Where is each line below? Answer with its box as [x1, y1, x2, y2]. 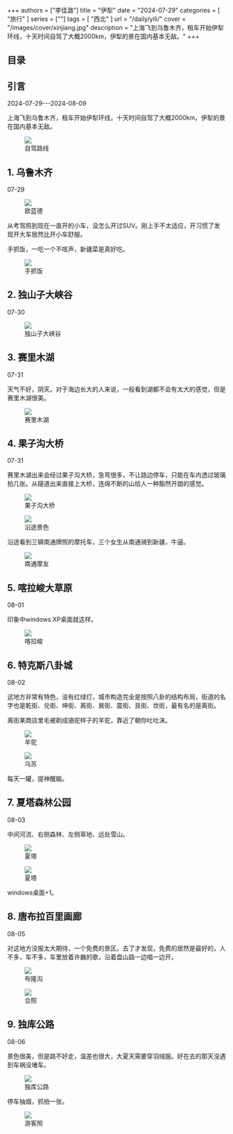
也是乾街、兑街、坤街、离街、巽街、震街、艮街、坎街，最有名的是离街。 [12, 702, 220, 710]
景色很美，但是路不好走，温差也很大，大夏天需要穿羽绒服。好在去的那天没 [7, 1052, 220, 1060]
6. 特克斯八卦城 [7, 659, 73, 671]
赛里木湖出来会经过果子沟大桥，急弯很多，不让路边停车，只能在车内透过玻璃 [7, 471, 226, 479]
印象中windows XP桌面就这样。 [7, 615, 98, 624]
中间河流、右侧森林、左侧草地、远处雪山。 [7, 830, 129, 838]
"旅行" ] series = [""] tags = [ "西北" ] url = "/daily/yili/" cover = [7, 15, 187, 23]
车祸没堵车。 [12, 1060, 50, 1069]
